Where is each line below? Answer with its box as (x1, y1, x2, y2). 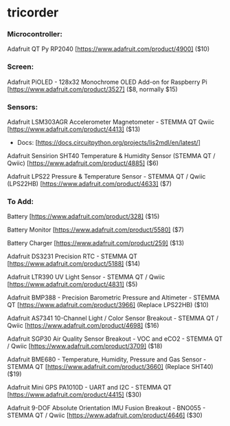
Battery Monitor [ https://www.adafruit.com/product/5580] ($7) (7, 225, 184, 234)
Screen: (7, 62, 34, 71)
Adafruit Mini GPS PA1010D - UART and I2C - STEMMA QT (7, 383, 172, 392)
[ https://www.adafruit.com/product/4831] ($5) (7, 280, 138, 289)
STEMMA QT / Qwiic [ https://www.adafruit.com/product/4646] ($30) (7, 411, 203, 420)
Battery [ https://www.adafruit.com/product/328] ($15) (7, 212, 160, 221)
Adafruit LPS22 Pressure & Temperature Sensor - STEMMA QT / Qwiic (7, 172, 206, 181)
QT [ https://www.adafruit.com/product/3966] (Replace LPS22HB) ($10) (7, 301, 209, 309)
